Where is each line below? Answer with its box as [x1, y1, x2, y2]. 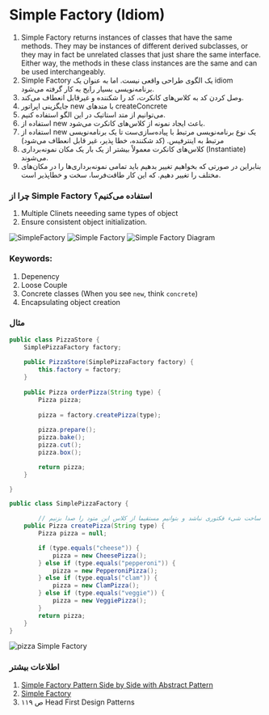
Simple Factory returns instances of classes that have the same [20, 32, 233, 42]
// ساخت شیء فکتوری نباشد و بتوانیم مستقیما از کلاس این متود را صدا [38, 514, 261, 522]
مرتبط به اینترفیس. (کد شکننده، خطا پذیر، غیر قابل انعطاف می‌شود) [20, 135, 225, 145]
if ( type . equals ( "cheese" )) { [38, 544, 140, 552]
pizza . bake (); [38, 434, 86, 442]
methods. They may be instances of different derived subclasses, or [20, 40, 249, 50]
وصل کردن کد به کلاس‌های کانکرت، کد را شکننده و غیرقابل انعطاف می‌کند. [20, 92, 245, 102]
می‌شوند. [20, 152, 49, 163]
